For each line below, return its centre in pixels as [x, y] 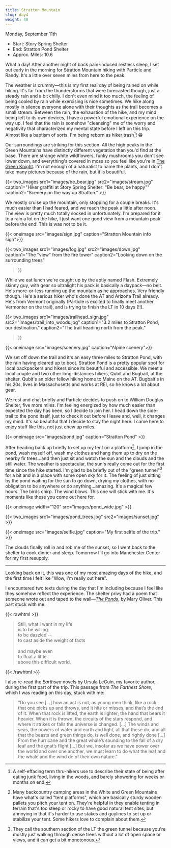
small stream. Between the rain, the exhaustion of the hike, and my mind [81, 112]
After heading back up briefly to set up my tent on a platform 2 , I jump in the [84, 447]
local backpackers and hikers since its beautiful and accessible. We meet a [84, 368]
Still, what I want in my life [45, 624]
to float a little [32, 657]
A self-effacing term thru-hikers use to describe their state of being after [89, 772]
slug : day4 [17, 15]
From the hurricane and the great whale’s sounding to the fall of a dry [90, 740]
